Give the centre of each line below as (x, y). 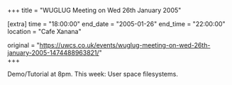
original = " (24, 45)
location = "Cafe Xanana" (44, 32)
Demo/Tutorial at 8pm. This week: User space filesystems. (93, 74)
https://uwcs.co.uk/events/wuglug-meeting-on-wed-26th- (125, 45)
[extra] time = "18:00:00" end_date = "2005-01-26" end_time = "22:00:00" (116, 24)
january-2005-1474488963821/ (53, 53)
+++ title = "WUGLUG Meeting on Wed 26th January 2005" (94, 10)
